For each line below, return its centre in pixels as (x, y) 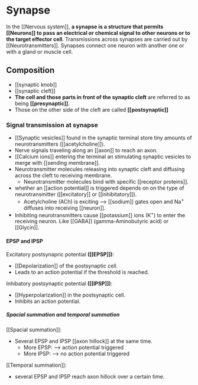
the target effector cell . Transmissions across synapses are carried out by (97, 39)
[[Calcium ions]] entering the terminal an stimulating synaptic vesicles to (103, 156)
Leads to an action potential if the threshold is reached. (82, 272)
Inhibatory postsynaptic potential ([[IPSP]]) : (59, 283)
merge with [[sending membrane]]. (57, 163)
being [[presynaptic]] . (42, 103)
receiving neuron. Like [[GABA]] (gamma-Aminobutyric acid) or (92, 221)
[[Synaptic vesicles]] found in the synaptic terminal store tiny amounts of (103, 138)
